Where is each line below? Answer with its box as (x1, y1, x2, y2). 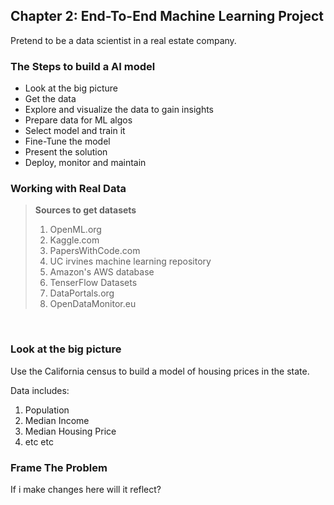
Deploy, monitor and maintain (24, 157, 147, 169)
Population (24, 404, 70, 416)
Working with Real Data (10, 182, 127, 196)
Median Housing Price (24, 425, 117, 437)
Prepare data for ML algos (24, 114, 133, 126)
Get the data (24, 93, 77, 105)
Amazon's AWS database (49, 266, 155, 278)
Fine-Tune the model (24, 135, 111, 148)
